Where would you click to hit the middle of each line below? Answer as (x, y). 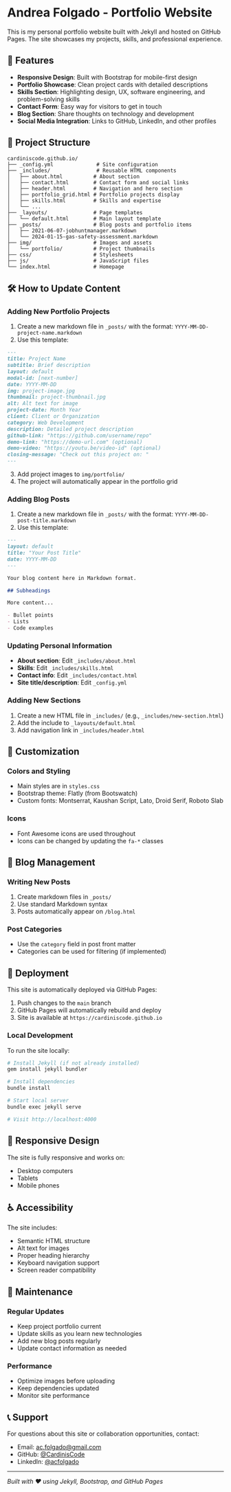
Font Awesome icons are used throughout (76, 834)
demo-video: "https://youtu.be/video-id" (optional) (84, 448)
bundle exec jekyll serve (44, 1107)
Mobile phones (38, 1185)
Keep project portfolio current (59, 1326)
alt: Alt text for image (43, 403)
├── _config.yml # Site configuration (82, 164)
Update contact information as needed (72, 1348)
